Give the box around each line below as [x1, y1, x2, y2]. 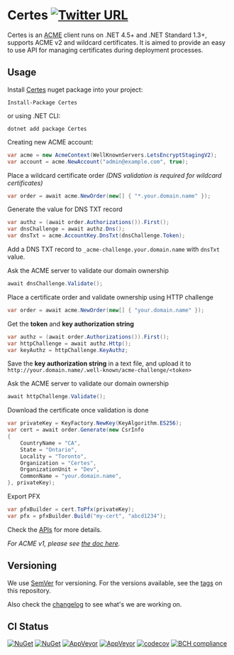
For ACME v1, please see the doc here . [7, 539, 121, 548]
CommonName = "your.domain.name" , [20, 473, 122, 480]
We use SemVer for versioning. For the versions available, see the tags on [7, 578, 223, 587]
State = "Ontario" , [20, 446, 78, 453]
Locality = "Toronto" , [20, 452, 87, 460]
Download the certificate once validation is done [7, 406, 149, 415]
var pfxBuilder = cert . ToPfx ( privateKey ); [7, 506, 135, 513]
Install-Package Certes [7, 99, 78, 106]
